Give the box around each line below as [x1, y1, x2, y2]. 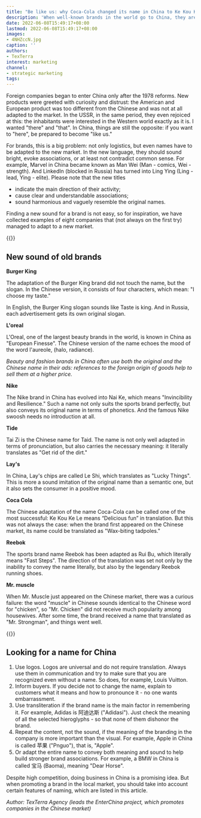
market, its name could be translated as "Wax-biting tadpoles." [6, 527, 160, 534]
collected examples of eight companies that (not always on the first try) [6, 217, 182, 224]
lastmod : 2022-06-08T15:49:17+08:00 [6, 25, 98, 32]
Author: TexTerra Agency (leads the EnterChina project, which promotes [6, 798, 184, 805]
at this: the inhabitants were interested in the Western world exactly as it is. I [6, 118, 194, 125]
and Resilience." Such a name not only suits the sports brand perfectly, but [6, 400, 190, 407]
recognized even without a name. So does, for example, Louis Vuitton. [14, 676, 188, 683]
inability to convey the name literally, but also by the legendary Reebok [6, 563, 181, 570]
